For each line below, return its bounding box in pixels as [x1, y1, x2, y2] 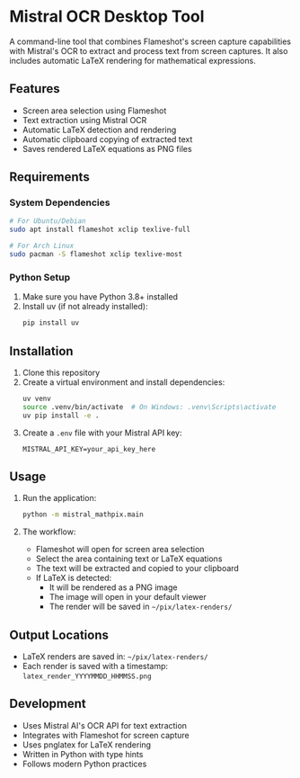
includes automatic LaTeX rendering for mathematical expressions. [9, 55, 256, 66]
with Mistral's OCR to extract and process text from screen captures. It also [9, 45, 288, 56]
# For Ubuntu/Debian [9, 217, 87, 226]
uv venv [22, 394, 51, 403]
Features [9, 81, 60, 96]
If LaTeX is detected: [35, 573, 112, 584]
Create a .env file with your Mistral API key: [22, 427, 182, 438]
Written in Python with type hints [22, 748, 144, 759]
